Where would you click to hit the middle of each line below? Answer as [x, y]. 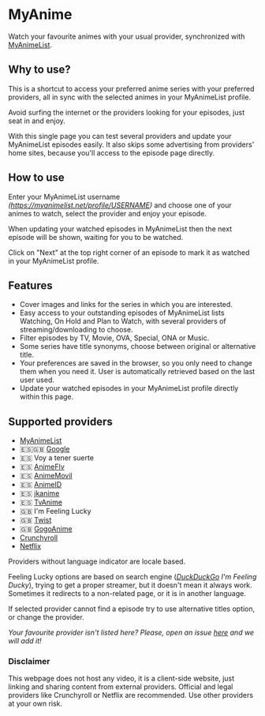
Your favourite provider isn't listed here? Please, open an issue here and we [131, 632]
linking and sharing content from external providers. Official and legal [121, 687]
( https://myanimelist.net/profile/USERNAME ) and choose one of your [120, 205]
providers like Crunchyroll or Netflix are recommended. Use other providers [131, 695]
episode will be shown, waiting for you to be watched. [96, 237]
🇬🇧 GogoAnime [46, 529]
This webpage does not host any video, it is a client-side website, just [121, 679]
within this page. [47, 397]
